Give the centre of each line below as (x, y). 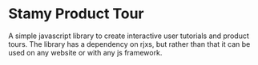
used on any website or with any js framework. (85, 52)
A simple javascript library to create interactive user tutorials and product (129, 36)
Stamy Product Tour (76, 14)
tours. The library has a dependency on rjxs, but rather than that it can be (129, 44)
